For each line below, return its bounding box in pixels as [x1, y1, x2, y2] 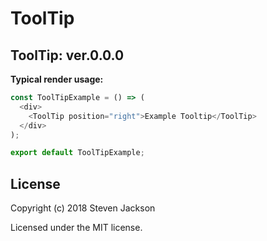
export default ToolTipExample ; [10, 148, 145, 158]
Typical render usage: [10, 73, 104, 85]
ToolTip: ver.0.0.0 [10, 47, 125, 64]
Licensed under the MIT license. [10, 222, 143, 234]
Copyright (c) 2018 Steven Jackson [10, 202, 156, 214]
